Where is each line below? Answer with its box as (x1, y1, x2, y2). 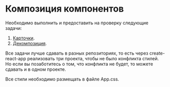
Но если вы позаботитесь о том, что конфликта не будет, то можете (5, 61, 154, 67)
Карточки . (12, 35, 35, 41)
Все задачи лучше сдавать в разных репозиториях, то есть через (5, 50, 149, 56)
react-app (5, 55, 26, 61)
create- (149, 50, 165, 56)
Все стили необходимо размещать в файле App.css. (5, 76, 120, 82)
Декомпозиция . (12, 40, 47, 46)
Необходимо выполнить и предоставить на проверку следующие (5, 20, 149, 26)
